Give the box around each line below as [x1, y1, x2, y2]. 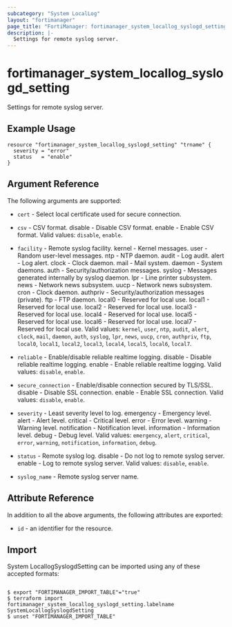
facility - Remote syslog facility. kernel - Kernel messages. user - [17, 244, 208, 252]
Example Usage [7, 123, 76, 135]
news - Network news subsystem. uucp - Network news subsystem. [17, 280, 213, 289]
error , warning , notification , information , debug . [17, 438, 157, 446]
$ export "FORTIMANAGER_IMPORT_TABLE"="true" [7, 589, 140, 596]
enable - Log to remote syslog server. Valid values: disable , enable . [17, 459, 209, 467]
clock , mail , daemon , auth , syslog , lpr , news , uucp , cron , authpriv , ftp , [17, 332, 212, 340]
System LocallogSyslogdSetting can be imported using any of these [7, 562, 200, 570]
